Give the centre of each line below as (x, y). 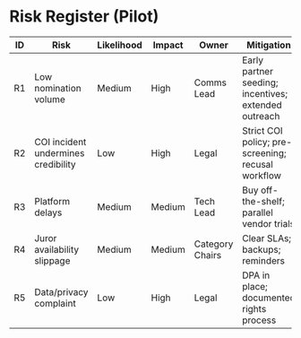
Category (214, 244)
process (259, 320)
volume (50, 99)
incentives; (265, 93)
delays (48, 212)
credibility (55, 164)
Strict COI (262, 130)
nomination (58, 88)
